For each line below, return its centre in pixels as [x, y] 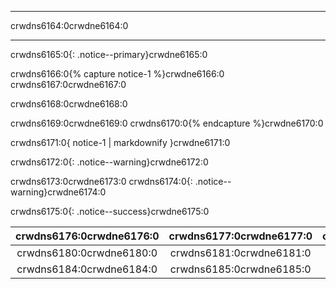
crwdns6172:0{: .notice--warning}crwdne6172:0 [109, 162]
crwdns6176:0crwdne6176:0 [87, 236]
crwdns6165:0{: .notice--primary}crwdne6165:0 [109, 54]
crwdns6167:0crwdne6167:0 [68, 84]
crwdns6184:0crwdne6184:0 [87, 269]
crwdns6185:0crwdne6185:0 [240, 269]
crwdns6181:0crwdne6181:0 [240, 253]
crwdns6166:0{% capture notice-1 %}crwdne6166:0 [117, 74]
